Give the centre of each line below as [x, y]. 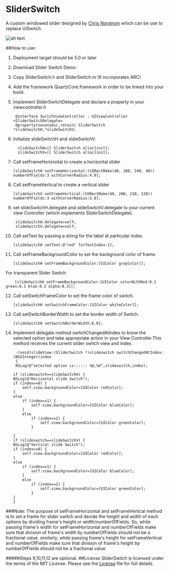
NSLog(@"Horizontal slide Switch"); [51, 379]
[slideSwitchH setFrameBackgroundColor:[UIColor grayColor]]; [79, 263]
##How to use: [21, 48]
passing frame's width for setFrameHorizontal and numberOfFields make [81, 527]
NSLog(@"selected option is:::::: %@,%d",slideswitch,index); [82, 366]
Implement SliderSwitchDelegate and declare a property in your [78, 102]
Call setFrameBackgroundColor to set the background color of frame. [84, 254]
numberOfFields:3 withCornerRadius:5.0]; [57, 198]
